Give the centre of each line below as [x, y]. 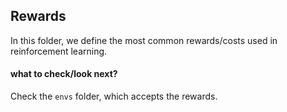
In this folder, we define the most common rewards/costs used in [144, 40]
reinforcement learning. [59, 51]
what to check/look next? [64, 74]
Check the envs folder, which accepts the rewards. [114, 96]
